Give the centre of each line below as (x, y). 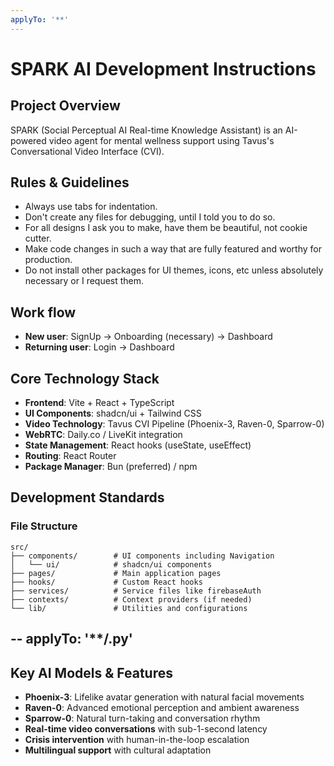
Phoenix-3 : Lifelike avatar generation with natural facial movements (164, 697)
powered (28, 140)
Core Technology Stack (85, 378)
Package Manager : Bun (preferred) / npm (111, 467)
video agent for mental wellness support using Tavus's (161, 140)
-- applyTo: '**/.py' (71, 639)
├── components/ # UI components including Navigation (142, 556)
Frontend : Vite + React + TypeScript (99, 403)
